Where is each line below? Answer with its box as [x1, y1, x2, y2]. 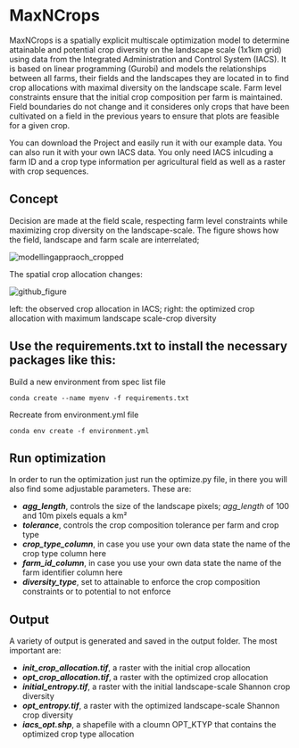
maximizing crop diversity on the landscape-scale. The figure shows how [9, 225, 279, 235]
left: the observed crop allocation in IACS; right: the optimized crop [9, 303, 255, 314]
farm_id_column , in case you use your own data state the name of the [21, 558, 282, 569]
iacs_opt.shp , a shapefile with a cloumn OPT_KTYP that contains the [21, 719, 277, 730]
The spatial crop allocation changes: [9, 268, 143, 279]
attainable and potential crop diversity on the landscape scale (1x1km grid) [9, 44, 283, 54]
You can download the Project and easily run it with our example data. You [9, 137, 283, 148]
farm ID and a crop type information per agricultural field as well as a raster [9, 156, 286, 167]
